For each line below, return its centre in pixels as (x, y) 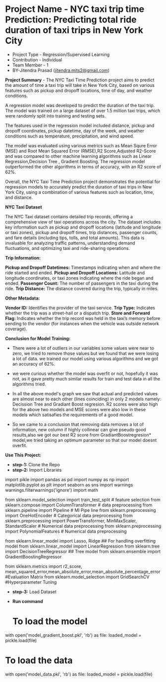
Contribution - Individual (37, 60)
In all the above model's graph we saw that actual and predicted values (85, 393)
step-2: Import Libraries (37, 470)
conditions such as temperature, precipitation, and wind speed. (70, 136)
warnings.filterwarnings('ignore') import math (52, 490)
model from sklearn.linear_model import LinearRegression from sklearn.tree (83, 546)
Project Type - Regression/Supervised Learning (61, 54)
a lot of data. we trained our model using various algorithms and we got (85, 359)
